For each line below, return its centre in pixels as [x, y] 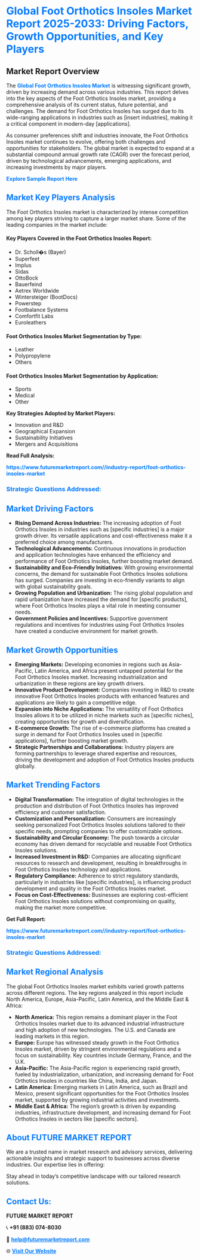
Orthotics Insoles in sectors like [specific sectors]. [76, 1119]
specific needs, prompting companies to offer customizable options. [99, 831]
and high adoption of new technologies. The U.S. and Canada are [95, 1030]
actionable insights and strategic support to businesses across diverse [93, 1158]
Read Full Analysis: [30, 456]
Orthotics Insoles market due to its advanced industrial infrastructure [99, 1023]
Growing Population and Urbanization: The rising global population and [104, 593]
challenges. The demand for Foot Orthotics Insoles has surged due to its [95, 111]
